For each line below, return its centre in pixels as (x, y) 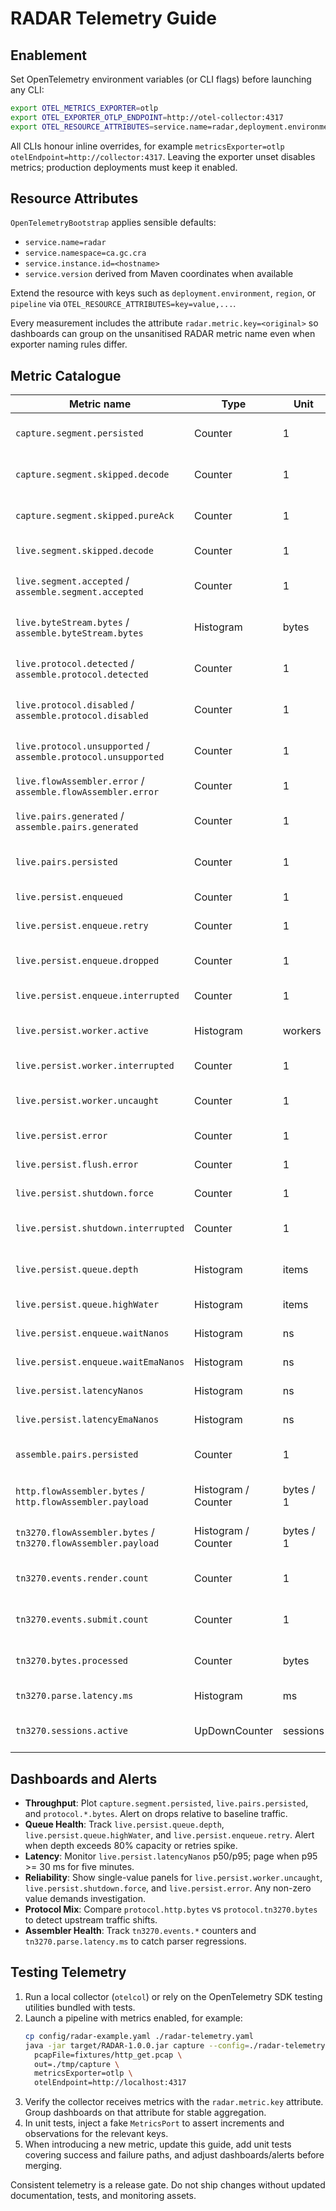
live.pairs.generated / (70, 816)
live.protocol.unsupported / (82, 746)
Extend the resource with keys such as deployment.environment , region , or (163, 293)
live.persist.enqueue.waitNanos (92, 1333)
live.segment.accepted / (72, 581)
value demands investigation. (85, 1899)
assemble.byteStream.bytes (79, 633)
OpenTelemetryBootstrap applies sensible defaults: (113, 223)
